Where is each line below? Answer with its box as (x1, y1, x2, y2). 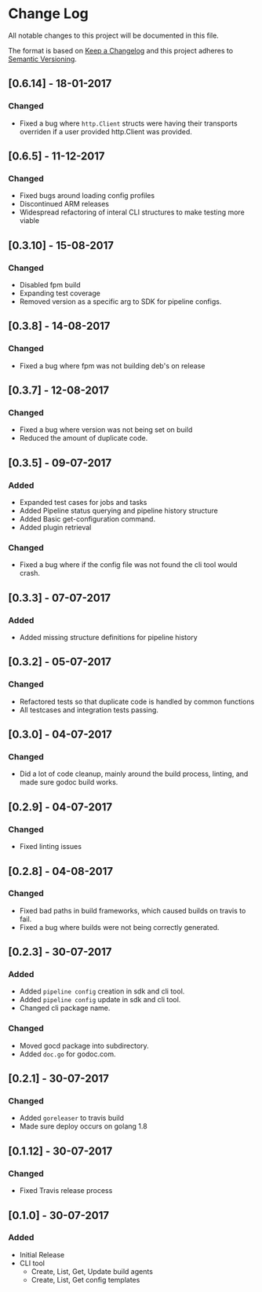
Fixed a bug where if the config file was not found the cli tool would (19, 560, 238, 569)
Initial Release (19, 1250, 65, 1259)
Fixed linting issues (19, 842, 82, 851)
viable (19, 216, 40, 225)
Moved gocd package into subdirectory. (19, 1041, 149, 1050)
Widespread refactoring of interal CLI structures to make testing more (19, 207, 245, 217)
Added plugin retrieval (19, 523, 92, 533)
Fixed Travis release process (19, 1186, 113, 1195)
